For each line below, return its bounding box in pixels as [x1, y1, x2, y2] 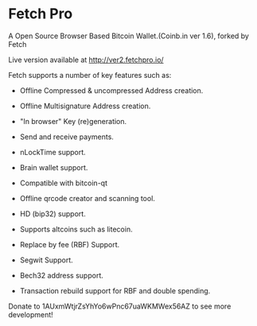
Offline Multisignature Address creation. [19, 101, 151, 111]
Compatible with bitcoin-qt [19, 178, 107, 188]
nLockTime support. [19, 147, 86, 157]
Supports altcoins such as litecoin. [19, 224, 133, 234]
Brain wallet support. [19, 162, 88, 172]
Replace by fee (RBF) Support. [19, 239, 120, 249]
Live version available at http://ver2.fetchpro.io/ [8, 55, 165, 64]
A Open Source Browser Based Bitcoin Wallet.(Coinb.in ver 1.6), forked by [8, 31, 249, 41]
